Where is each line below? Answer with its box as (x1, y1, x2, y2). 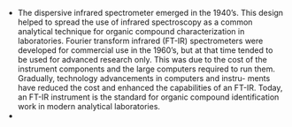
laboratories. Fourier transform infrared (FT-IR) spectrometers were (17, 35, 264, 46)
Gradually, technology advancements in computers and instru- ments (17, 73, 271, 83)
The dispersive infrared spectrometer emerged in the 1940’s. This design (17, 8, 284, 18)
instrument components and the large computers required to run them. (17, 63, 276, 74)
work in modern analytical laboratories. (17, 101, 161, 111)
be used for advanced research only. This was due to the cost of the (17, 55, 267, 64)
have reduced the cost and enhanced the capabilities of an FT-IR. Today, (17, 83, 283, 93)
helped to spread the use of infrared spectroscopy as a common (17, 17, 253, 27)
